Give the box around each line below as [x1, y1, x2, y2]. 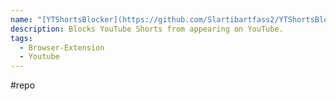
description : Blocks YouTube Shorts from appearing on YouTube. [10, 24, 284, 34]
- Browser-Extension [19, 42, 105, 53]
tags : [10, 33, 33, 43]
